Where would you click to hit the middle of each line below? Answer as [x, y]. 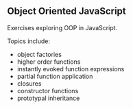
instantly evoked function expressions [71, 69]
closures [29, 83]
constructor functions [48, 90]
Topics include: [28, 41]
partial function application [55, 76]
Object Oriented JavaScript [66, 11]
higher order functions [49, 62]
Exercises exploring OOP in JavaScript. [62, 27]
